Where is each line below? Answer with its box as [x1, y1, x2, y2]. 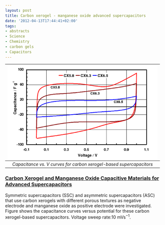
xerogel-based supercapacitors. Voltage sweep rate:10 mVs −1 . [5, 213, 131, 220]
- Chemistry [5, 39, 29, 44]
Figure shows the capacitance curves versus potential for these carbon [5, 208, 150, 214]
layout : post [5, 8, 32, 13]
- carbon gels [5, 44, 34, 49]
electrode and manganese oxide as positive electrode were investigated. [5, 202, 152, 209]
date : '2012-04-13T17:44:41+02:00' [5, 18, 78, 23]
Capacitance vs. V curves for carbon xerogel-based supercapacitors [12, 161, 153, 167]
